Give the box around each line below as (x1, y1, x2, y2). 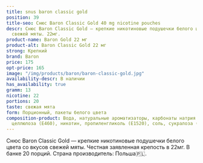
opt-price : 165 (6, 64, 45, 71)
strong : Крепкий (6, 48, 47, 54)
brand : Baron (6, 54, 39, 60)
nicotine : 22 (6, 93, 39, 99)
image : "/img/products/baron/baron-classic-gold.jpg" (6, 70, 145, 76)
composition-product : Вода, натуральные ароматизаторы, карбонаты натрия (6, 115, 196, 121)
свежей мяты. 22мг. (11, 31, 61, 37)
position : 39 (6, 14, 39, 20)
